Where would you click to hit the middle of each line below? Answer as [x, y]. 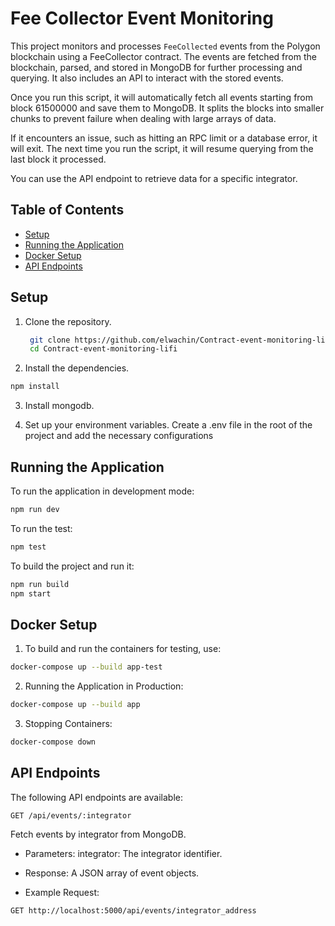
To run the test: [41, 528]
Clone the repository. [68, 321]
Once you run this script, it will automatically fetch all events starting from [162, 97]
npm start [31, 593]
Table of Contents [67, 210]
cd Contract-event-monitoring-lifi [103, 349]
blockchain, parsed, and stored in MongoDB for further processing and [156, 67]
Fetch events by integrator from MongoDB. [98, 834]
